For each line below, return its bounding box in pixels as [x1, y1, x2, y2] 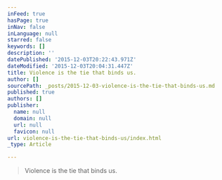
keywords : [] [7, 43, 46, 50]
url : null [13, 121, 42, 129]
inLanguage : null [7, 30, 58, 37]
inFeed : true [7, 10, 46, 18]
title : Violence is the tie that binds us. [7, 69, 137, 76]
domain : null [13, 115, 52, 122]
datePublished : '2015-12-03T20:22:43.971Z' [7, 56, 137, 63]
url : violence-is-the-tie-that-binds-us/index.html [7, 134, 162, 141]
